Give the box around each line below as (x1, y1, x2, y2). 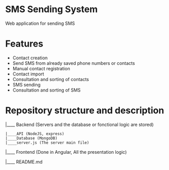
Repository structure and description (5, 105, 164, 116)
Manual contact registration (12, 65, 70, 71)
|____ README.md (5, 158, 43, 165)
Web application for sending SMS (5, 20, 75, 26)
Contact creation (12, 55, 48, 61)
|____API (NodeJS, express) (5, 131, 65, 136)
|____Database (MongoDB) (5, 136, 58, 141)
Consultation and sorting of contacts (12, 76, 90, 82)
